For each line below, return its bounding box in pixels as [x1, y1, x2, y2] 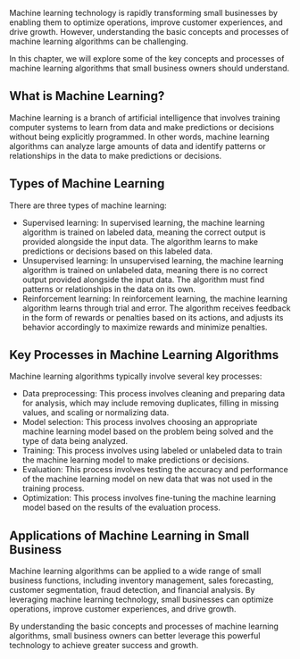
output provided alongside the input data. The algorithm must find [21, 274, 265, 285]
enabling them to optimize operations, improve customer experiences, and [9, 17, 283, 28]
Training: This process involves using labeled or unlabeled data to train [21, 446, 283, 456]
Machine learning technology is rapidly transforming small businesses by [9, 8, 279, 18]
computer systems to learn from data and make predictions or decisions [9, 121, 275, 132]
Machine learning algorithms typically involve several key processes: [9, 371, 262, 382]
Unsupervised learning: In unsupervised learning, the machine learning [21, 254, 284, 266]
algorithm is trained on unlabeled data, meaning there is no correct [21, 264, 268, 275]
